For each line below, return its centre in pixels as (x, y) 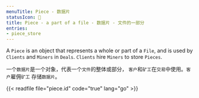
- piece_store (24, 34)
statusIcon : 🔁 (24, 17)
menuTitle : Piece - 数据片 (38, 12)
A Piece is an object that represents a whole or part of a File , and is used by (99, 50)
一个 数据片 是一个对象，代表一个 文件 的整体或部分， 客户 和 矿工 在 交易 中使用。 (96, 69)
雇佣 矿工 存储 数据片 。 (35, 77)
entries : (17, 28)
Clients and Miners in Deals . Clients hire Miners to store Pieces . (84, 57)
